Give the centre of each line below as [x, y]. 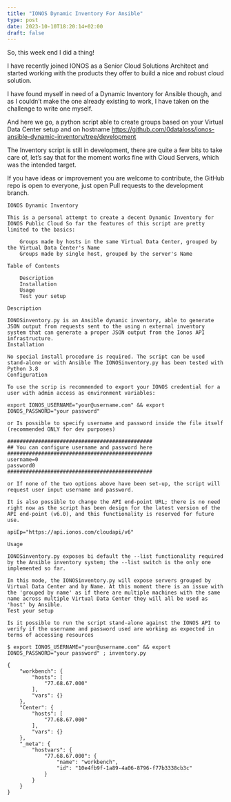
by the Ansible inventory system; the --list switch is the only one [109, 563]
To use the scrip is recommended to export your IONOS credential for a [114, 387]
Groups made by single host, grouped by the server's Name [106, 254]
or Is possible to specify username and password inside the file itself [115, 423]
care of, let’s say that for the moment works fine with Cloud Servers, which [113, 158]
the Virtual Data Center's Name [53, 248]
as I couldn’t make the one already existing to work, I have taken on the [108, 102]
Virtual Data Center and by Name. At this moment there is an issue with [115, 587]
